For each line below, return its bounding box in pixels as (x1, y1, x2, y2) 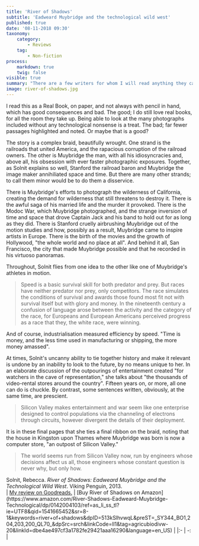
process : (6, 58, 28, 64)
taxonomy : (6, 31, 31, 37)
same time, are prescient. (6, 392, 68, 399)
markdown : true (17, 64, 54, 70)
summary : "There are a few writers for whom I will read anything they (6, 81, 187, 87)
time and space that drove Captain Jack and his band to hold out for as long (6, 213, 191, 220)
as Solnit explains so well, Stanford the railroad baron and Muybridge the (6, 164, 184, 171)
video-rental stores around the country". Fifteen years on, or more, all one (6, 380, 187, 387)
